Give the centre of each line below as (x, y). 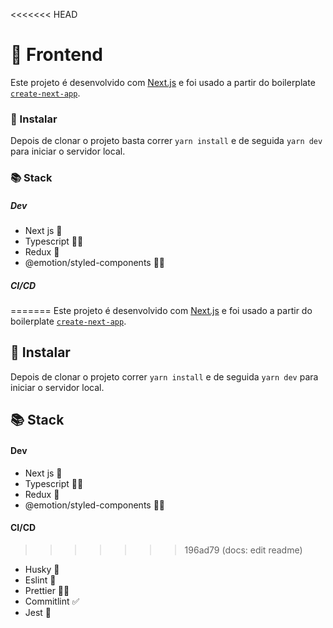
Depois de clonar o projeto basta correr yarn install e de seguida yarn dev (166, 141)
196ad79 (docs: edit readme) (243, 550)
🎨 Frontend (56, 55)
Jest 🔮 (38, 612)
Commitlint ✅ (52, 601)
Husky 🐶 (42, 569)
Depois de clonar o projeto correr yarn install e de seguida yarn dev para (164, 376)
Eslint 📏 (40, 580)
